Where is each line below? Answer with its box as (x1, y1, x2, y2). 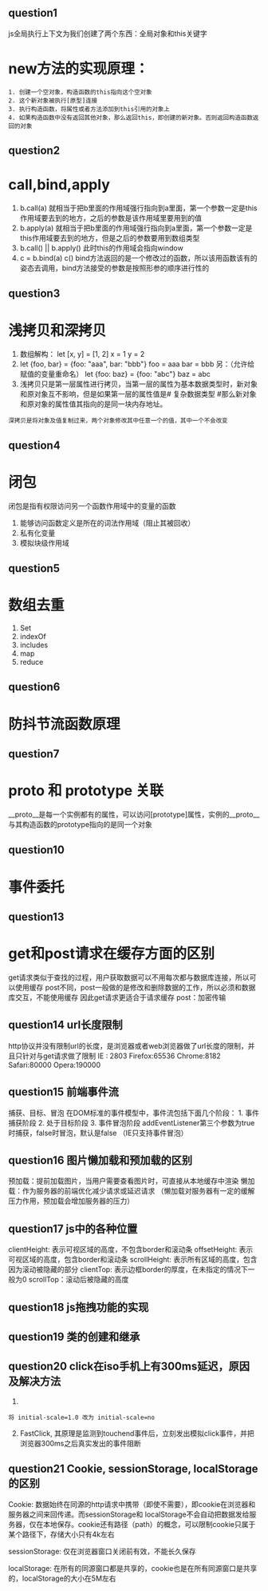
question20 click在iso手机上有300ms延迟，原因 (8, 1360, 250, 1373)
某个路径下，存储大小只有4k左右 (8, 1529, 115, 1539)
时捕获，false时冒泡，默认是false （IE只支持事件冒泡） (8, 1128, 188, 1137)
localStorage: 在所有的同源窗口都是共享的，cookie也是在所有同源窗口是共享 (8, 1563, 258, 1573)
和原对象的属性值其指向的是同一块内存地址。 (19, 399, 167, 409)
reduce (19, 658, 44, 667)
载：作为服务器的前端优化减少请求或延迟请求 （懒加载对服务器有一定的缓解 (8, 1186, 255, 1196)
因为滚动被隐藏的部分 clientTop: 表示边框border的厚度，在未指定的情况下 (8, 1265, 249, 1274)
